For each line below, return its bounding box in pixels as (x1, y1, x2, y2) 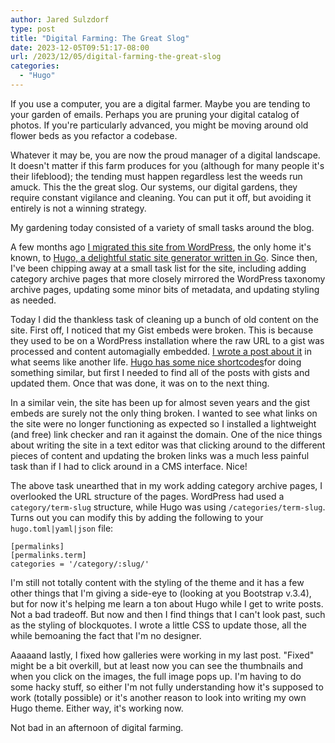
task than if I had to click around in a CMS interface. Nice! (10, 460, 248, 472)
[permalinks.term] (10, 550, 87, 560)
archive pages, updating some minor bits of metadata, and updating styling (10, 283, 320, 295)
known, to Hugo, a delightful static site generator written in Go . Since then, (10, 251, 318, 263)
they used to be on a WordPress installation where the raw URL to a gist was (10, 334, 325, 346)
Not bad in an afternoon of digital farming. (10, 721, 184, 733)
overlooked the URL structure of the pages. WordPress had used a (10, 490, 285, 502)
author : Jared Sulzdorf (10, 14, 110, 25)
